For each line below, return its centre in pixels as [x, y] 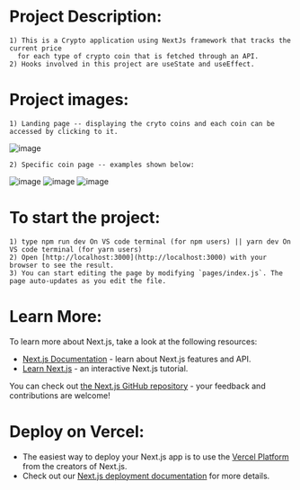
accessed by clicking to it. [64, 131]
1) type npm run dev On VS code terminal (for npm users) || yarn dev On [150, 241]
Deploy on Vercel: [77, 431]
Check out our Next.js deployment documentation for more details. [146, 476]
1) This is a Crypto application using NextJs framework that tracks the [150, 40]
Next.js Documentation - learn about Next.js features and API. [137, 359]
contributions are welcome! [60, 395]
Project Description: [86, 17]
